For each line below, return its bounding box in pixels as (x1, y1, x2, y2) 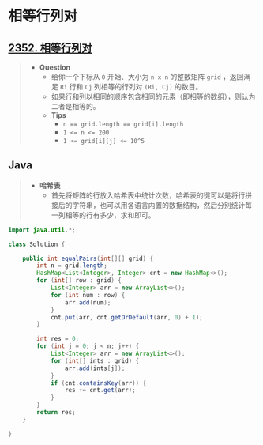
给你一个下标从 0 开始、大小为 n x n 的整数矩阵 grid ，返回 (51, 72, 244, 81)
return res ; (36, 409, 77, 417)
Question (39, 62, 71, 72)
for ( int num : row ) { (50, 291, 126, 299)
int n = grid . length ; (36, 262, 108, 270)
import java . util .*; (8, 226, 77, 234)
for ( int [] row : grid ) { (36, 277, 122, 285)
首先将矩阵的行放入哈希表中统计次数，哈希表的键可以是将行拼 (51, 190, 253, 200)
